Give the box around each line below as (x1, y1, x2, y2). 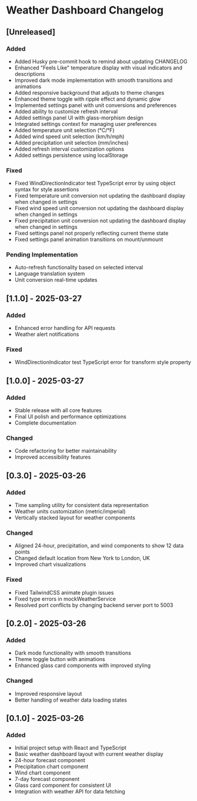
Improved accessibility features (14, 453, 91, 460)
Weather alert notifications (14, 331, 79, 338)
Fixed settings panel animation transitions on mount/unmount (14, 236, 163, 243)
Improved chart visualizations (14, 561, 86, 568)
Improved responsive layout (14, 690, 82, 697)
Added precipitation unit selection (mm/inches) (14, 139, 129, 146)
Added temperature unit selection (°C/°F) (14, 126, 115, 133)
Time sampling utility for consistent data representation (14, 502, 149, 509)
